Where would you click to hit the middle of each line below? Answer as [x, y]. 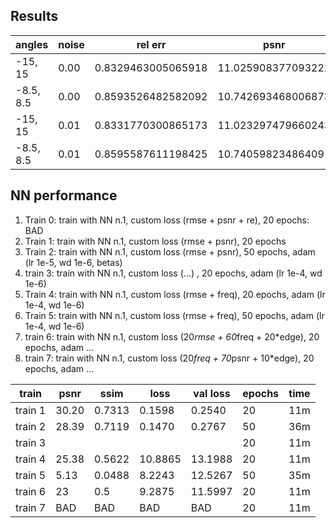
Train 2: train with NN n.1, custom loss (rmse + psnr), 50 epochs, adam [170, 251]
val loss [212, 393]
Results [34, 16]
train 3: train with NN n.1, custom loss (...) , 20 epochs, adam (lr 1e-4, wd [173, 273]
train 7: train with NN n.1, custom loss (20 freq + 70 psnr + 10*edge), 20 [169, 358]
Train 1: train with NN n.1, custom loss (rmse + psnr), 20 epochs [155, 241]
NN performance [64, 195]
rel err [151, 44]
